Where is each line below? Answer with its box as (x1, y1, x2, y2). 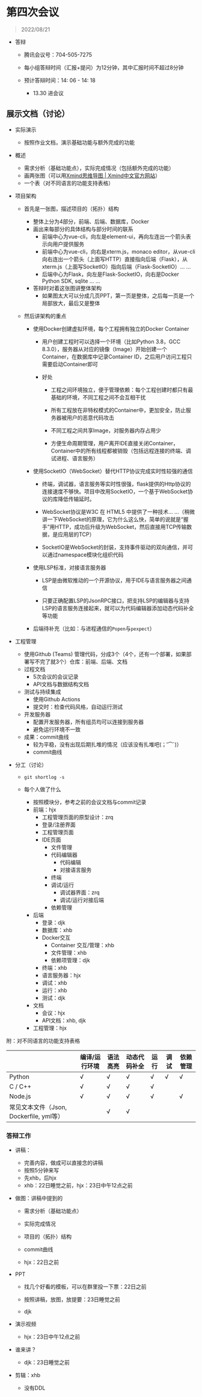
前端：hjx (32, 805, 57, 813)
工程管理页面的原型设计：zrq (41, 813, 114, 820)
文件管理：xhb (50, 949, 87, 956)
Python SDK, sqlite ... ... (41, 277, 100, 284)
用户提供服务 (52, 240, 85, 248)
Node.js (9, 1092, 31, 1100)
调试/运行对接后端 (60, 896, 104, 904)
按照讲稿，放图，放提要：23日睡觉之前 (23, 1296, 120, 1303)
